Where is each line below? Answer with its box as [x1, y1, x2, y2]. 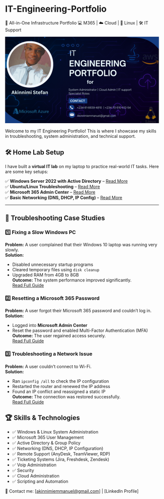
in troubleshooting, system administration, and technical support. [5, 133, 136, 139]
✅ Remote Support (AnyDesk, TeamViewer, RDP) [12, 451, 111, 457]
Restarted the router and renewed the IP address [12, 383, 111, 389]
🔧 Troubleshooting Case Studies [5, 214, 105, 222]
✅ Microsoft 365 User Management [12, 434, 84, 440]
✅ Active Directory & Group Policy [12, 440, 81, 446]
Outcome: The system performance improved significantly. [12, 277, 132, 283]
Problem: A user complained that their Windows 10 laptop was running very [5, 241, 158, 247]
